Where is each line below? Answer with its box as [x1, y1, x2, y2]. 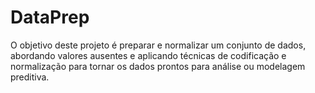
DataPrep [10, 6, 90, 29]
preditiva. [10, 71, 50, 83]
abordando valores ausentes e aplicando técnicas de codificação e [10, 49, 287, 61]
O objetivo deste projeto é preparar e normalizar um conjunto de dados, [10, 39, 307, 51]
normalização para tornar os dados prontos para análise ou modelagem [10, 60, 306, 72]
